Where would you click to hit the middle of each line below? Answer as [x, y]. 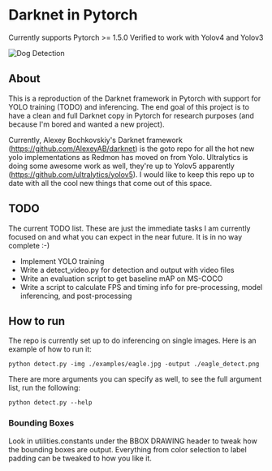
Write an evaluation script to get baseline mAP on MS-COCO [121, 279]
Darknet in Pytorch [73, 15]
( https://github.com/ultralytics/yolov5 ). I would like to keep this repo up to [132, 174]
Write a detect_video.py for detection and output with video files [127, 270]
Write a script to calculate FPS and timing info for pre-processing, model [141, 287]
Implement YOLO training [62, 261]
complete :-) [29, 245]
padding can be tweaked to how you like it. [80, 458]
